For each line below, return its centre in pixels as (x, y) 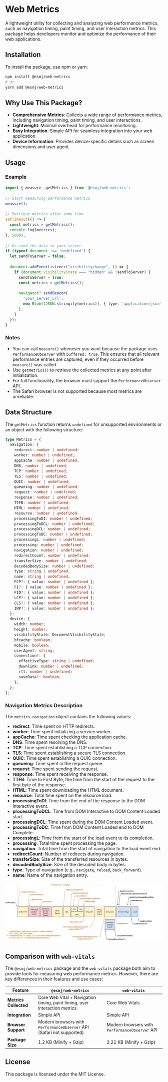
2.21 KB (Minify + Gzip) (131, 1042)
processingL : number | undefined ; (50, 540)
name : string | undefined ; (42, 577)
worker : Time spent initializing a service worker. (62, 731)
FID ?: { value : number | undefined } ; (54, 592)
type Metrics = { (23, 439)
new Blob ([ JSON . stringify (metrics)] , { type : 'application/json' (93, 304)
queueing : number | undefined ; (47, 487)
